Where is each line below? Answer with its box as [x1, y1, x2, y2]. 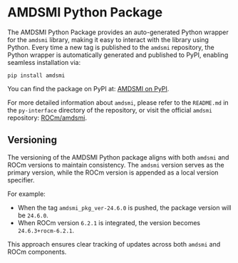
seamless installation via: [7, 58, 81, 66]
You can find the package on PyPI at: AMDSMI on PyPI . [7, 84, 170, 93]
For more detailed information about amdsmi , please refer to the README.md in [7, 98, 229, 107]
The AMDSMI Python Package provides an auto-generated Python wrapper [7, 28, 229, 36]
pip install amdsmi [7, 72, 66, 79]
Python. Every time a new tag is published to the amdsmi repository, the [7, 43, 215, 51]
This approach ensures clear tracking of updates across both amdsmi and [7, 239, 221, 248]
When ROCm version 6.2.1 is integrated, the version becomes [17, 218, 201, 227]
